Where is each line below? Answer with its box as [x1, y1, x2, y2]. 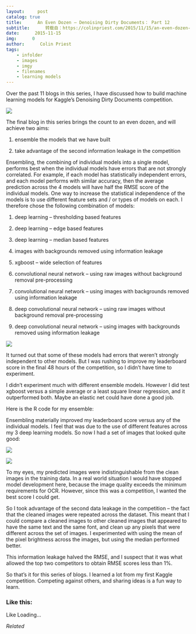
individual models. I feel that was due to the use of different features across [6, 423, 188, 430]
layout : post [6, 8, 48, 15]
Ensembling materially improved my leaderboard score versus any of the [6, 417, 181, 424]
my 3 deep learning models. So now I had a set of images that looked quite [6, 429, 186, 436]
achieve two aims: [6, 125, 50, 132]
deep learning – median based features [14, 237, 109, 244]
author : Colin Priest [6, 42, 72, 47]
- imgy [16, 63, 33, 69]
